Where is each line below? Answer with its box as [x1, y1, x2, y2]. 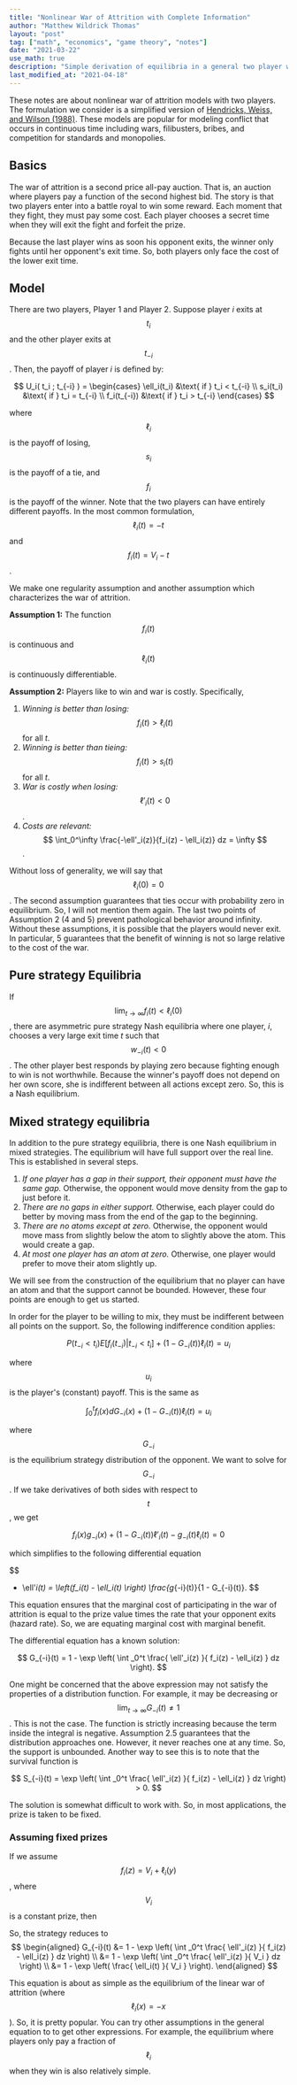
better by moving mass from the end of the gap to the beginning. [21, 1211, 258, 1221]
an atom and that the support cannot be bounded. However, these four [9, 1284, 267, 1295]
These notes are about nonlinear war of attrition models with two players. [9, 95, 277, 105]
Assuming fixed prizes [9, 1831, 108, 1843]
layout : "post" [9, 29, 65, 38]
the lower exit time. [9, 255, 79, 265]
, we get [9, 1512, 39, 1522]
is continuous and [9, 639, 74, 650]
